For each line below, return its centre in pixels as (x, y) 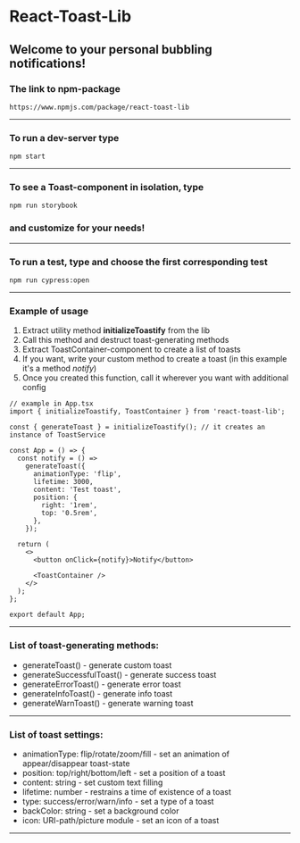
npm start (28, 157)
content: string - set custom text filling (92, 782)
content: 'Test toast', (77, 490)
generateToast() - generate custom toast (97, 665)
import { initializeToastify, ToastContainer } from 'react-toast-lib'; (147, 412)
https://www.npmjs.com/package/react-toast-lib (100, 107)
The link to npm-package (65, 88)
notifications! (48, 63)
